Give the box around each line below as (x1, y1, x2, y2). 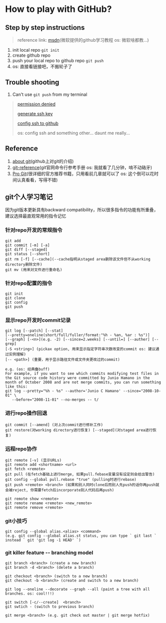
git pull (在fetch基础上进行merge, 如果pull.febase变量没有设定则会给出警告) (5, 471, 155, 477)
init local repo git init (12, 47, 60, 53)
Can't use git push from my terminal (12, 91, 87, 97)
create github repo (12, 52, 51, 58)
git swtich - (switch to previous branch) (5, 604, 94, 609)
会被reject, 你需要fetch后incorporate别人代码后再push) (5, 487, 114, 493)
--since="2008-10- (123, 389, 162, 394)
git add (5, 238, 21, 243)
